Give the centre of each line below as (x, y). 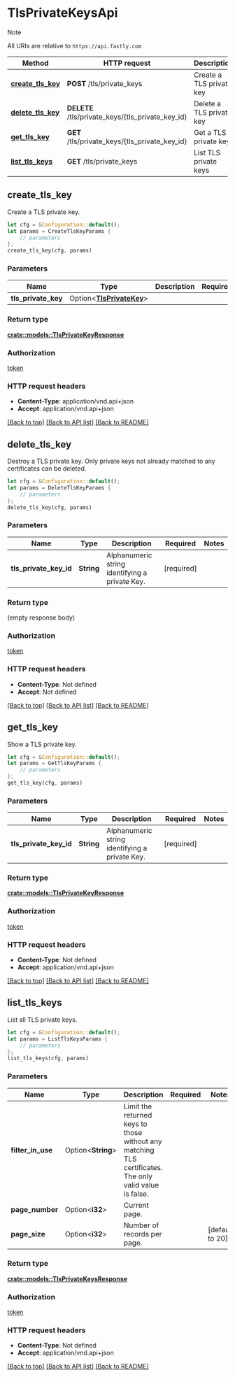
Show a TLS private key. (42, 744)
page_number (34, 1209)
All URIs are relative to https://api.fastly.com (74, 45)
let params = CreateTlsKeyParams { (59, 231)
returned (138, 1115)
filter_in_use (32, 1150)
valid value (141, 1185)
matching (139, 1150)
